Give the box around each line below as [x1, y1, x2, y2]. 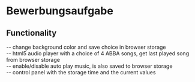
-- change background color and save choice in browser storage [6, 43, 166, 51]
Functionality [6, 28, 57, 38]
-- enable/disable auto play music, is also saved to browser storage [6, 62, 173, 70]
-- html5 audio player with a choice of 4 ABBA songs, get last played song [6, 50, 190, 57]
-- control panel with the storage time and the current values [6, 69, 156, 75]
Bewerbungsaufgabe [6, 4, 114, 18]
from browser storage [6, 56, 60, 63]
